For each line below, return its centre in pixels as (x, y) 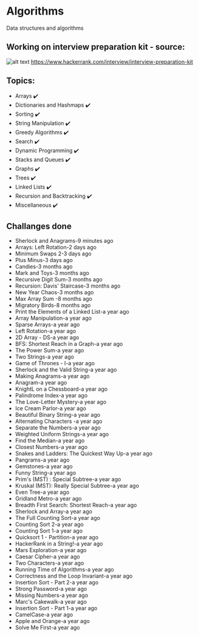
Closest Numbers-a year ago (51, 447)
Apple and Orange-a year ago (52, 621)
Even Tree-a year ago (42, 492)
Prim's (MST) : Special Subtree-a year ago (68, 479)
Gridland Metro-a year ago (48, 499)
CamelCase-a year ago (44, 615)
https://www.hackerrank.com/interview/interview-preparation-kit (112, 61)
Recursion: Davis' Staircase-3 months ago (68, 286)
